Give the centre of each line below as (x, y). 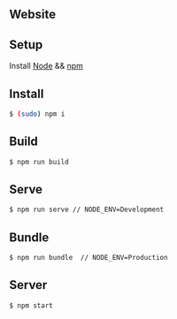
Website (32, 15)
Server (28, 285)
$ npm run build (39, 162)
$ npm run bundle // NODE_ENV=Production (88, 258)
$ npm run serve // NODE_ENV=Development (87, 210)
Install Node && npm (46, 66)
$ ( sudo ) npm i (37, 114)
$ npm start (31, 305)
